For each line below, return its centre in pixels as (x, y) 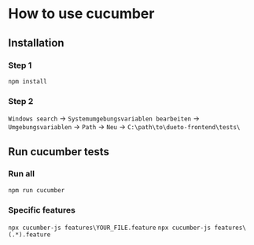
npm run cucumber (37, 190)
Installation (36, 43)
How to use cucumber (81, 14)
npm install (28, 81)
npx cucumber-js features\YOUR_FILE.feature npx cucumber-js (109, 228)
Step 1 (20, 65)
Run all (22, 174)
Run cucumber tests (59, 152)
